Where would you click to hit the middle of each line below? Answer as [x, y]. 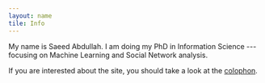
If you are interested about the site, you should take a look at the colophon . [133, 70]
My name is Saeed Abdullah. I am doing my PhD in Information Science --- [132, 46]
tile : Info [27, 23]
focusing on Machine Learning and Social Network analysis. [108, 55]
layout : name [30, 16]
